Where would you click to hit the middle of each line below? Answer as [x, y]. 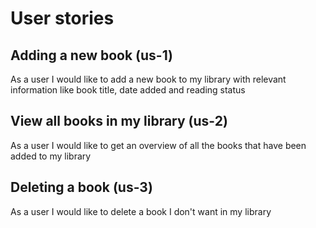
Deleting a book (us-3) [81, 187]
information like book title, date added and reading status [128, 90]
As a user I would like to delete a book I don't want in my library [141, 211]
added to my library [51, 156]
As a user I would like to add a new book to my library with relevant [148, 79]
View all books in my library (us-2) [119, 121]
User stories [62, 18]
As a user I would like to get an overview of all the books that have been [158, 145]
